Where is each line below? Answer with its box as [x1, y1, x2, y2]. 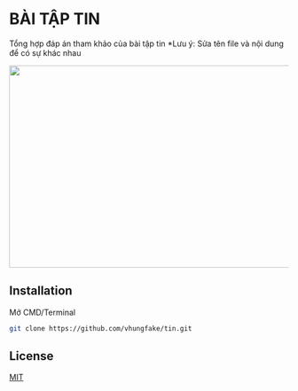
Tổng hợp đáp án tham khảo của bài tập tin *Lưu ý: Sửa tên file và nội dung [9, 38, 284, 49]
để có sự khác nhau [9, 47, 82, 58]
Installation [9, 284, 73, 299]
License [9, 348, 54, 364]
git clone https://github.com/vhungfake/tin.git [9, 324, 192, 332]
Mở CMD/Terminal [9, 307, 76, 317]
